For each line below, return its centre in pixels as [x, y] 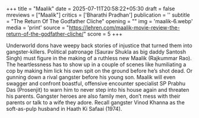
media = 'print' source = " [38, 27]
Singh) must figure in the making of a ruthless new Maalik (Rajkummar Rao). [99, 58]
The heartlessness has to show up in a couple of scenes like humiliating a [96, 64]
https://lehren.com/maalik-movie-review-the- [124, 27]
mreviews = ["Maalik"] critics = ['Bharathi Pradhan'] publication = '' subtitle [98, 15]
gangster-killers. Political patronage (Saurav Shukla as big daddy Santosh [96, 52]
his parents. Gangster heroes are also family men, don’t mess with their [93, 96]
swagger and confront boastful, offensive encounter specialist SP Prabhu [96, 83]
